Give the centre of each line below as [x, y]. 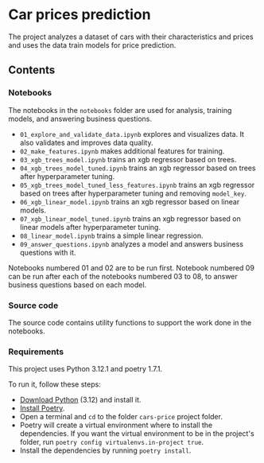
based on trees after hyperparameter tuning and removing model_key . [133, 193]
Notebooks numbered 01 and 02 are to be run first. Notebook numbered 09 [131, 267]
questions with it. [48, 252]
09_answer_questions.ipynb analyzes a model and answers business [132, 243]
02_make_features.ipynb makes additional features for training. [122, 151]
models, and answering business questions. [80, 119]
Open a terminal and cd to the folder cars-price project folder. [121, 417]
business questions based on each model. [78, 285]
